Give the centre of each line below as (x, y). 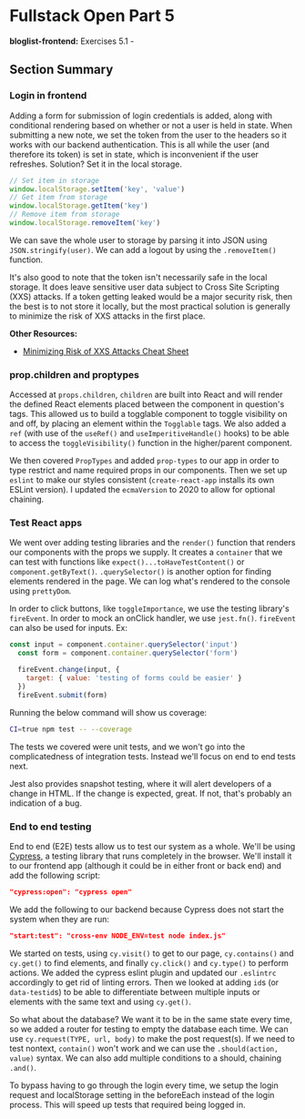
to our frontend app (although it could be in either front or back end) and (146, 865)
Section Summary (61, 70)
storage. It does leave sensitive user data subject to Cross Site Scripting (144, 287)
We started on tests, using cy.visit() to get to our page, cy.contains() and (152, 953)
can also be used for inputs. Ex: (68, 628)
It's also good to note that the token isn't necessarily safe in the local (138, 277)
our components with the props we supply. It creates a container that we (146, 553)
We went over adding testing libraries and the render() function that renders (152, 543)
